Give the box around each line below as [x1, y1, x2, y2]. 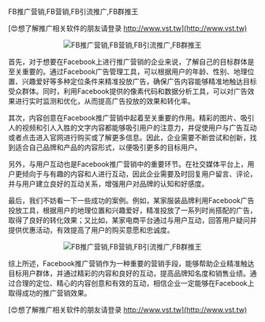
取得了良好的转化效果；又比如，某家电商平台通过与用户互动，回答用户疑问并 [8, 216, 257, 224]
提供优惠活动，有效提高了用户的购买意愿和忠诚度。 [8, 225, 174, 235]
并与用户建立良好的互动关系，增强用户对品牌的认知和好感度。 [8, 180, 209, 188]
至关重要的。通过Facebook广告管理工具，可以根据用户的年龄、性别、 [8, 67, 234, 76]
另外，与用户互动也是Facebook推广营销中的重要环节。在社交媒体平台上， [8, 160, 248, 168]
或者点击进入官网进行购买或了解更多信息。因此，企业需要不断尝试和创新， [8, 133, 250, 142]
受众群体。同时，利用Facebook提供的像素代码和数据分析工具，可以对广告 [8, 87, 248, 96]
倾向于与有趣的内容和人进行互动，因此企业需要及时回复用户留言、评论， [21, 169, 257, 179]
